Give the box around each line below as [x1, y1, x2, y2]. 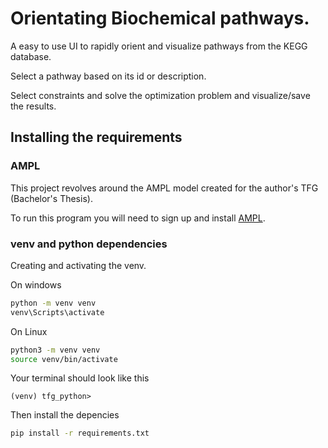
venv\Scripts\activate [10, 307, 105, 317]
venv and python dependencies [10, 237, 168, 251]
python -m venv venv [10, 298, 97, 308]
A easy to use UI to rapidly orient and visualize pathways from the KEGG [10, 40, 308, 52]
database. [10, 50, 52, 62]
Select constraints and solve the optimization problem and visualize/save [10, 89, 311, 101]
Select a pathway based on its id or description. [10, 70, 207, 82]
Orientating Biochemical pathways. [10, 7, 310, 30]
